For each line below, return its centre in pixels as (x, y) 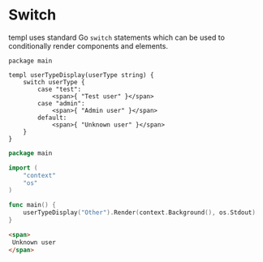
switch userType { (54, 82)
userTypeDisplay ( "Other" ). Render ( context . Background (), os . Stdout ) (139, 213)
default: (52, 118)
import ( (23, 168)
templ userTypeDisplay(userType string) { (81, 75)
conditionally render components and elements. (88, 45)
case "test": (60, 89)
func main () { (32, 205)
